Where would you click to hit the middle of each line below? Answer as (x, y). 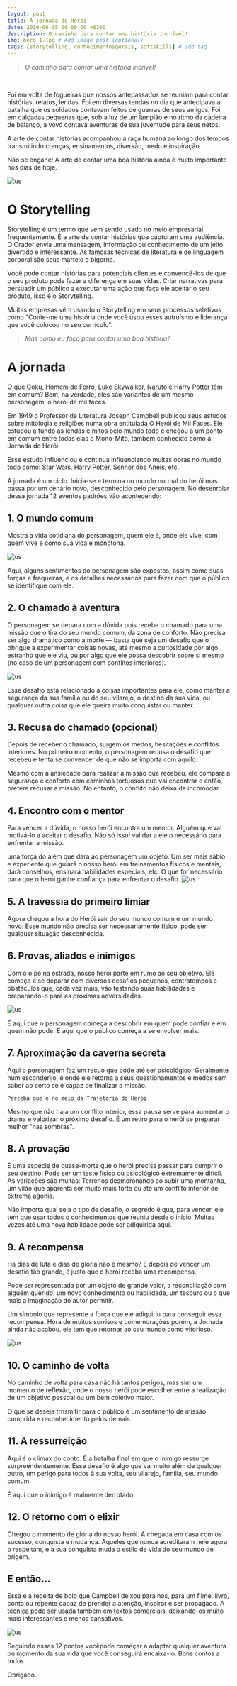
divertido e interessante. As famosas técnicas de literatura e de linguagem (116, 252)
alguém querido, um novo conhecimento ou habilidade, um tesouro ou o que (119, 1293)
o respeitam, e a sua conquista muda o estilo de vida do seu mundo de (110, 1549)
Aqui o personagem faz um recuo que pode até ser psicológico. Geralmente (118, 1070)
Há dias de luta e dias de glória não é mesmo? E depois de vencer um (109, 1264)
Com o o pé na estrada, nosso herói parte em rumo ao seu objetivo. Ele (111, 973)
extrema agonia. (31, 1196)
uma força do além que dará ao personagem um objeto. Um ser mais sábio (116, 856)
